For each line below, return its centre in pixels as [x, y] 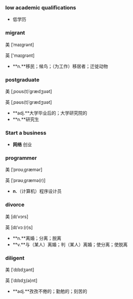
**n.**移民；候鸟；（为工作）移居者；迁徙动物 [60, 66]
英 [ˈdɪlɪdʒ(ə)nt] [21, 281]
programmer [21, 158]
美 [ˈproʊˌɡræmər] [24, 170]
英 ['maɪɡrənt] [20, 55]
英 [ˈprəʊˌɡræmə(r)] [25, 181]
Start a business [26, 133]
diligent [15, 258]
